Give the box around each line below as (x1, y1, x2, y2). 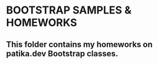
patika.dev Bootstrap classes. (6, 48, 119, 59)
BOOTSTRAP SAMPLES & (6, 4, 131, 17)
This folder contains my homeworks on (6, 39, 153, 49)
